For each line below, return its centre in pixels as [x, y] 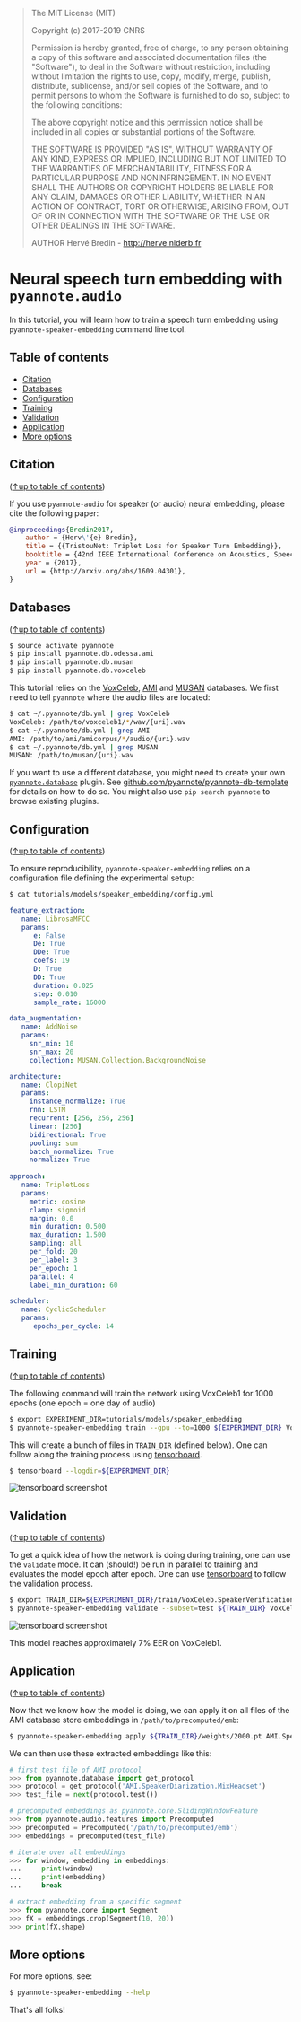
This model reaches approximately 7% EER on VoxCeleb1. [116, 1642]
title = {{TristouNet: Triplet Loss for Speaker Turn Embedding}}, [154, 547]
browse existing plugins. [54, 801]
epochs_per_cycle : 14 [73, 1326]
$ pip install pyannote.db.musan [72, 662]
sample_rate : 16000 [69, 1002]
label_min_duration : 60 [73, 1285]
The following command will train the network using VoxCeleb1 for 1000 [142, 1393]
